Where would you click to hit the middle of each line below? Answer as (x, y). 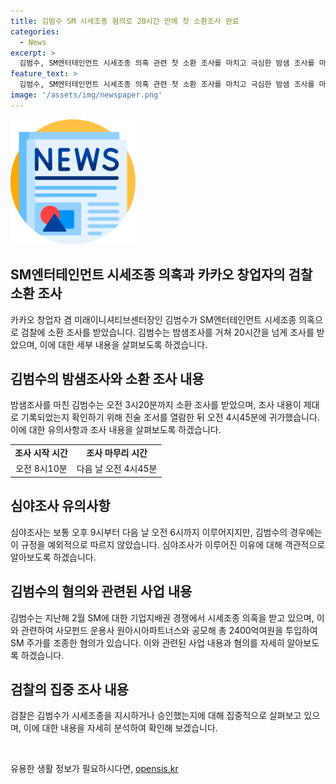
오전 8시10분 (41, 469)
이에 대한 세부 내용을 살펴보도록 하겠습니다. (123, 344)
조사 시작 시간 (41, 453)
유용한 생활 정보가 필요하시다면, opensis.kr (94, 769)
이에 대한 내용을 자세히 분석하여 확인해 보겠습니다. (120, 728)
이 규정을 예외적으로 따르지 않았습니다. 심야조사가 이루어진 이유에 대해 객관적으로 (168, 544)
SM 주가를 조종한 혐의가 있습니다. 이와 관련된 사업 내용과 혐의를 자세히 (147, 642)
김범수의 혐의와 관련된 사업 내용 (101, 591)
